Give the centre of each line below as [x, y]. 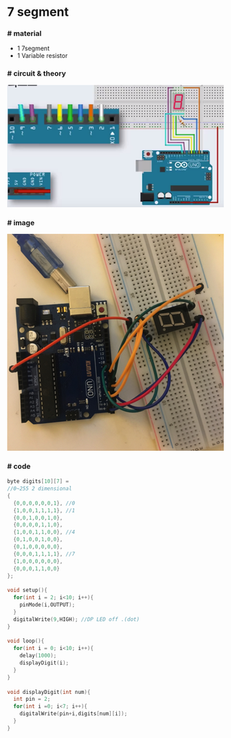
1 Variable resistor [42, 56]
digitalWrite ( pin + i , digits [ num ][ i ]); [74, 714]
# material [24, 34]
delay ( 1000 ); [38, 656]
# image [21, 222]
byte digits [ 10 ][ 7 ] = [38, 482]
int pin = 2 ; [32, 699]
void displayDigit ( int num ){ [49, 692]
